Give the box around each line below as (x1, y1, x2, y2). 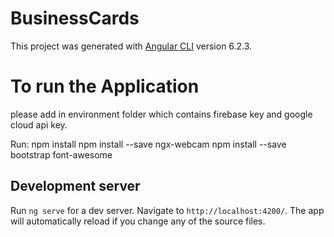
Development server (10, 178, 141, 195)
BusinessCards (10, 7, 140, 30)
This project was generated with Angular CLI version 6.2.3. (10, 40, 253, 52)
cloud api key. (10, 118, 68, 131)
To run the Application (10, 75, 200, 98)
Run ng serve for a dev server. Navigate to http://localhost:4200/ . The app (10, 204, 325, 216)
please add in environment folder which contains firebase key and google (10, 108, 313, 120)
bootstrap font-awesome (10, 148, 113, 161)
